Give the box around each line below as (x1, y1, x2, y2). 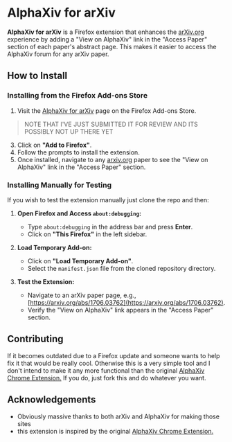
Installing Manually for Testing (7, 180, 112, 190)
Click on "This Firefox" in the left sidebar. (27, 230, 148, 238)
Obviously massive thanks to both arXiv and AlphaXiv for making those (17, 412, 220, 421)
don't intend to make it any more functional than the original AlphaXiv (7, 366, 205, 375)
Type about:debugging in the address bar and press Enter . (27, 222, 193, 231)
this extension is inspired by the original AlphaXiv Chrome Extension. (17, 427, 214, 435)
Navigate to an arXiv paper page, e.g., (27, 291, 136, 299)
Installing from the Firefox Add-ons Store (7, 91, 148, 100)
